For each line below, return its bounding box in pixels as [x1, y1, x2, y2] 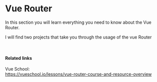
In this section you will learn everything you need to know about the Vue [5, 19, 152, 25]
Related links [5, 55, 32, 61]
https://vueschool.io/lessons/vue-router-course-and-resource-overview [5, 71, 152, 77]
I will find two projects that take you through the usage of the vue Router [5, 34, 152, 40]
